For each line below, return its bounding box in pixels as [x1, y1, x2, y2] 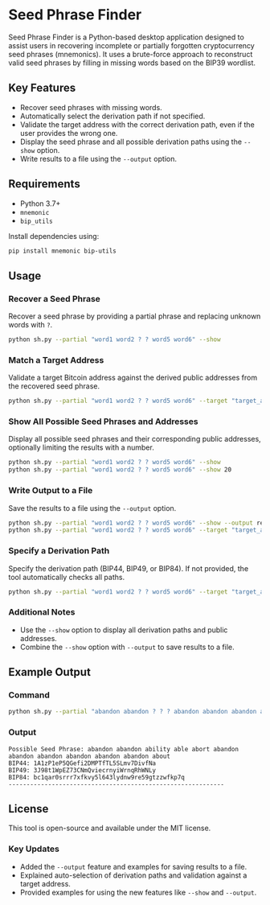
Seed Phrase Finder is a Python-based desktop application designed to [8, 32, 245, 42]
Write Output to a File [8, 485, 93, 496]
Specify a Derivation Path [8, 545, 110, 557]
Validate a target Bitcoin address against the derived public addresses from [8, 372, 258, 383]
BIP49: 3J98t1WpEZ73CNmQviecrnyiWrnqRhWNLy [8, 766, 157, 774]
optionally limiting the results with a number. [8, 442, 154, 452]
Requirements [8, 177, 80, 191]
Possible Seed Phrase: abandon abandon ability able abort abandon [8, 745, 239, 753]
